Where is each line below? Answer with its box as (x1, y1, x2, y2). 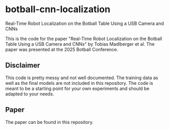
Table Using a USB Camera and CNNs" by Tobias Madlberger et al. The (5, 41, 155, 47)
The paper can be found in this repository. (5, 119, 94, 125)
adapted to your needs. (5, 90, 54, 97)
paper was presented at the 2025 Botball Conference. (5, 46, 119, 52)
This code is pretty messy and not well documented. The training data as (5, 75, 158, 81)
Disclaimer (5, 61, 40, 70)
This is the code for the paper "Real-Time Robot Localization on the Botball (5, 36, 162, 42)
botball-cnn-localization (5, 4, 110, 15)
